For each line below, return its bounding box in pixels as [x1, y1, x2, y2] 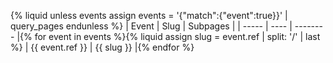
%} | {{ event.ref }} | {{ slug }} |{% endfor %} [10, 41, 195, 53]
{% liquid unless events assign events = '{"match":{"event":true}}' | [10, 10, 288, 21]
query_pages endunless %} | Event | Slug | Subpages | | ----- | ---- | [10, 20, 293, 32]
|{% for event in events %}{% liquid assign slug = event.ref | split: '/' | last [16, 31, 321, 42]
